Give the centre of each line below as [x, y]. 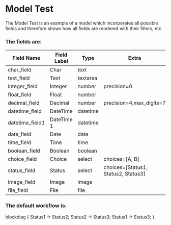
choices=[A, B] [121, 159]
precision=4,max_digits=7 [135, 103]
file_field [18, 190]
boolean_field [24, 151]
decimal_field [24, 103]
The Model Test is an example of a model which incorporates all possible [82, 23]
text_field [19, 78]
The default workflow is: [36, 206]
